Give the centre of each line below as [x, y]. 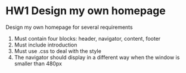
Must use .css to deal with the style [58, 51]
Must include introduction [46, 45]
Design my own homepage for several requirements [69, 27]
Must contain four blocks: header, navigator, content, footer [87, 38]
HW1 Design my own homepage [86, 11]
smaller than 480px [38, 64]
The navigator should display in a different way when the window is [97, 57]
